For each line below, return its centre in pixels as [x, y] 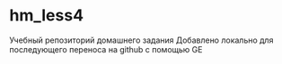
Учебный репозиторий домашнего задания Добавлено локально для [141, 40]
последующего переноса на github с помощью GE [106, 49]
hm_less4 [46, 16]
